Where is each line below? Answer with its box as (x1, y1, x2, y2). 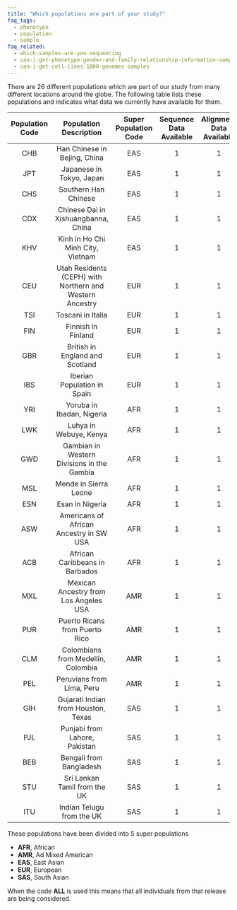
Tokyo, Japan (59, 173, 104, 182)
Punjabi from (60, 723, 104, 733)
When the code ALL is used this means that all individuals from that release (7, 887, 226, 895)
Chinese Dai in (57, 204, 106, 214)
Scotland (66, 359, 97, 369)
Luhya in (67, 420, 97, 430)
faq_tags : (7, 17, 37, 24)
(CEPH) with (61, 272, 102, 281)
